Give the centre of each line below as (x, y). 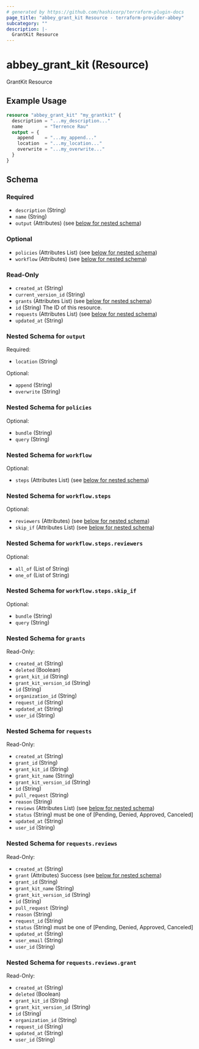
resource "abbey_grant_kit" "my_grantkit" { (64, 115)
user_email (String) (39, 940)
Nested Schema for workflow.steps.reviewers (75, 543)
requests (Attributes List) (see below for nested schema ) (86, 314)
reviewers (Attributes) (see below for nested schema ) (82, 521)
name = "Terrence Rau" (50, 126)
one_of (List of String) (42, 575)
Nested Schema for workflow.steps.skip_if (71, 591)
